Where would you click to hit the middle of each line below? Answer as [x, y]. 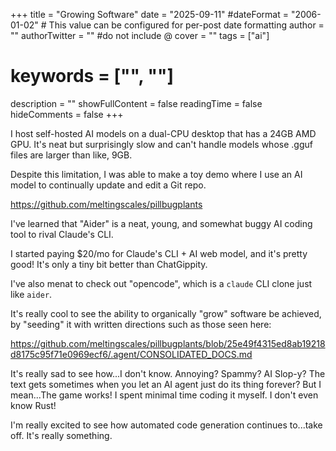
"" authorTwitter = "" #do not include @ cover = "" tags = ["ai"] [140, 35]
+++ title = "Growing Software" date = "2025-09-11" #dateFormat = [149, 14]
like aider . [31, 294]
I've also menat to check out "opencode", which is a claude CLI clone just [161, 283]
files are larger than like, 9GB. [71, 155]
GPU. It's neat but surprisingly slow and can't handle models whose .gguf [161, 144]
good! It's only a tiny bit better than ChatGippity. [109, 264]
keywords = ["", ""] [92, 76]
